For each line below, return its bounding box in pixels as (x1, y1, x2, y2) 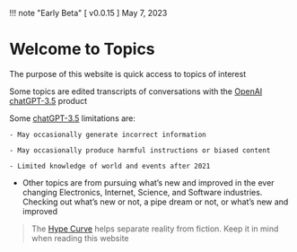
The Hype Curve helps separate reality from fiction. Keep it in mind (31, 223, 279, 234)
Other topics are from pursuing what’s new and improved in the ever (22, 177, 275, 187)
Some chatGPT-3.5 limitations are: (9, 112, 136, 124)
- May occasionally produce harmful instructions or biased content (9, 145, 271, 155)
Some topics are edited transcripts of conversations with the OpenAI (9, 85, 263, 97)
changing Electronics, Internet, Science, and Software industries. (22, 187, 263, 197)
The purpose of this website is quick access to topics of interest (9, 68, 247, 79)
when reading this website (31, 232, 129, 243)
